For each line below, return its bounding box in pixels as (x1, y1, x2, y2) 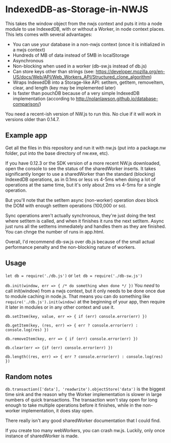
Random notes (5, 372, 53, 381)
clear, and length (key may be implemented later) (12, 84, 116, 90)
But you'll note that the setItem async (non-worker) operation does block (5, 197, 159, 203)
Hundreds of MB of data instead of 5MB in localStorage (12, 52, 130, 58)
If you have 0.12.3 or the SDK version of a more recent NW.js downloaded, (5, 160, 161, 166)
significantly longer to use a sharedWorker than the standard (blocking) (5, 171, 156, 177)
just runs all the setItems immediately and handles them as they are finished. (5, 223, 166, 229)
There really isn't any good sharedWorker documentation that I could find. (5, 417, 161, 424)
